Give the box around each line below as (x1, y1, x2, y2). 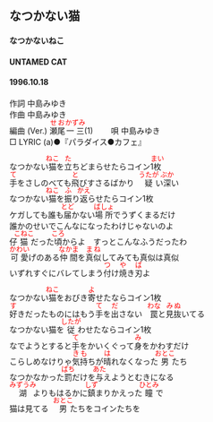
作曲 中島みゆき (9, 108, 67, 119)
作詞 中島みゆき (9, 98, 67, 108)
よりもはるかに (32, 387, 88, 398)
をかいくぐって (79, 340, 134, 351)
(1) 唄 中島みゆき (83, 125, 161, 136)
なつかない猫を (9, 323, 64, 334)
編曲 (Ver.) (9, 125, 47, 136)
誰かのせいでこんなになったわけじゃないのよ (9, 220, 175, 231)
